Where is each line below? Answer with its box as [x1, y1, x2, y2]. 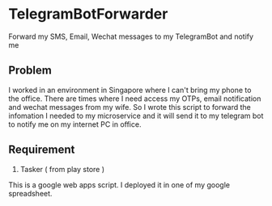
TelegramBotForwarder [8, 5, 168, 23]
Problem [8, 64, 53, 78]
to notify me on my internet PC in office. [8, 119, 142, 129]
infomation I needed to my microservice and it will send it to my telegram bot [8, 111, 264, 120]
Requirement [8, 143, 75, 157]
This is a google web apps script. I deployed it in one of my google [8, 179, 231, 190]
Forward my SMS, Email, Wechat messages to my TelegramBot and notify [8, 32, 253, 41]
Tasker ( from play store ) [19, 164, 105, 174]
